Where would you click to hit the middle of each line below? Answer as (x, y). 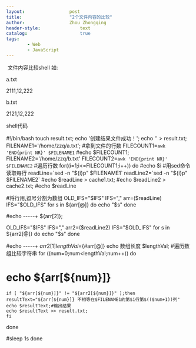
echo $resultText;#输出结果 (39, 306)
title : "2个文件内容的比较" (59, 17)
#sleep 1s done (24, 338)
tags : (13, 39)
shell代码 (17, 126)
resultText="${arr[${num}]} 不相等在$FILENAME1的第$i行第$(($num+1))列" (93, 299)
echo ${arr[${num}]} (59, 277)
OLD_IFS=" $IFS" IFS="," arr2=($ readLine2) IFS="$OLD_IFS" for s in (88, 227)
